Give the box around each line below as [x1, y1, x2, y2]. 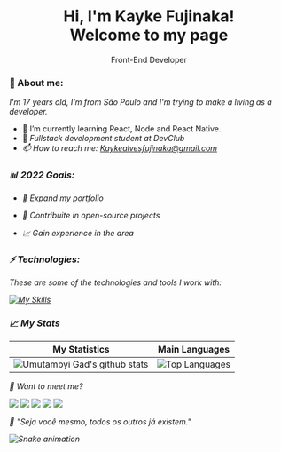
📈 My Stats [9, 317, 60, 329]
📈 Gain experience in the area [21, 227, 135, 238]
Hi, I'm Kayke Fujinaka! [63, 6, 235, 27]
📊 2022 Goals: [9, 169, 75, 181]
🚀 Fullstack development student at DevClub [21, 133, 185, 144]
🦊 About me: [9, 76, 64, 89]
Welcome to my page [69, 25, 229, 45]
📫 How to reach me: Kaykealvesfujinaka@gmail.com [21, 143, 218, 154]
